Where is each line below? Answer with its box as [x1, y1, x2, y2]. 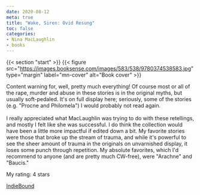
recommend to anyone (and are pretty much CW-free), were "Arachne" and [6, 153, 193, 160]
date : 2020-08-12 [6, 8, 50, 15]
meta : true [6, 14, 34, 20]
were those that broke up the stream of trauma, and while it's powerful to [6, 133, 187, 141]
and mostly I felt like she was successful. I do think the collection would [6, 121, 183, 128]
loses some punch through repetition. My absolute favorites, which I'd [6, 146, 179, 153]
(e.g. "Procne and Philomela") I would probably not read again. [6, 102, 161, 109]
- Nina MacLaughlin [6, 36, 55, 42]
